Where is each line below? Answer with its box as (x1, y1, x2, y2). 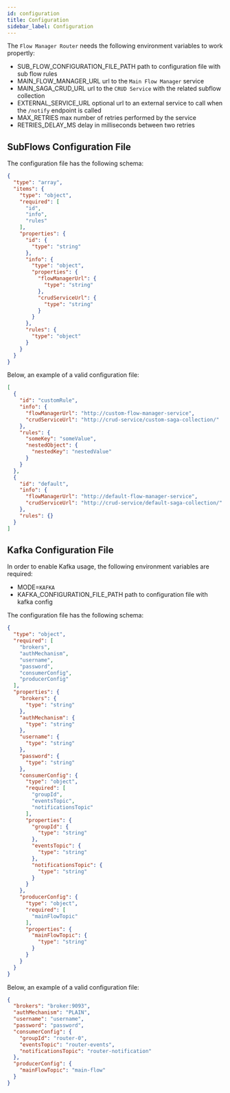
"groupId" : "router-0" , (19, 1034, 88, 1041)
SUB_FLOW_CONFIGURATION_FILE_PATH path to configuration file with (16, 63, 221, 71)
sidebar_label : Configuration (7, 23, 94, 30)
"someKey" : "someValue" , (25, 436, 97, 442)
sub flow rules (16, 70, 58, 78)
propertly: (7, 49, 36, 57)
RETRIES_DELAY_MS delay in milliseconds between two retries (16, 121, 196, 130)
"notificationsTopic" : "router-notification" (19, 1048, 152, 1054)
